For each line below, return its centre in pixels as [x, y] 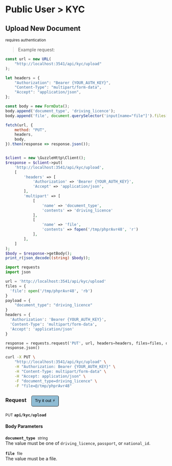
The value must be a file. [31, 458]
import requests [23, 267]
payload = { [18, 300]
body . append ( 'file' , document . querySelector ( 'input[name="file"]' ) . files [86, 116]
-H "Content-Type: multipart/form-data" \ [60, 371]
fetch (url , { [19, 125]
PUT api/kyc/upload [26, 415]
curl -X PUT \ [20, 357]
